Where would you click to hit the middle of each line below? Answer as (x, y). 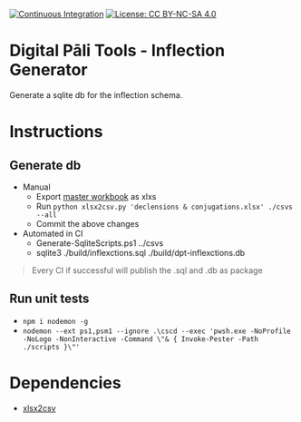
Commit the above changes (87, 223)
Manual (37, 187)
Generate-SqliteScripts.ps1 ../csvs (100, 243)
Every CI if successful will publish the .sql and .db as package (147, 270)
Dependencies (65, 383)
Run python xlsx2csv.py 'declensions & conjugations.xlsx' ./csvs (164, 206)
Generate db (45, 165)
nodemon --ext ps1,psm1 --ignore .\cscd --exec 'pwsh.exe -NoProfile (157, 331)
